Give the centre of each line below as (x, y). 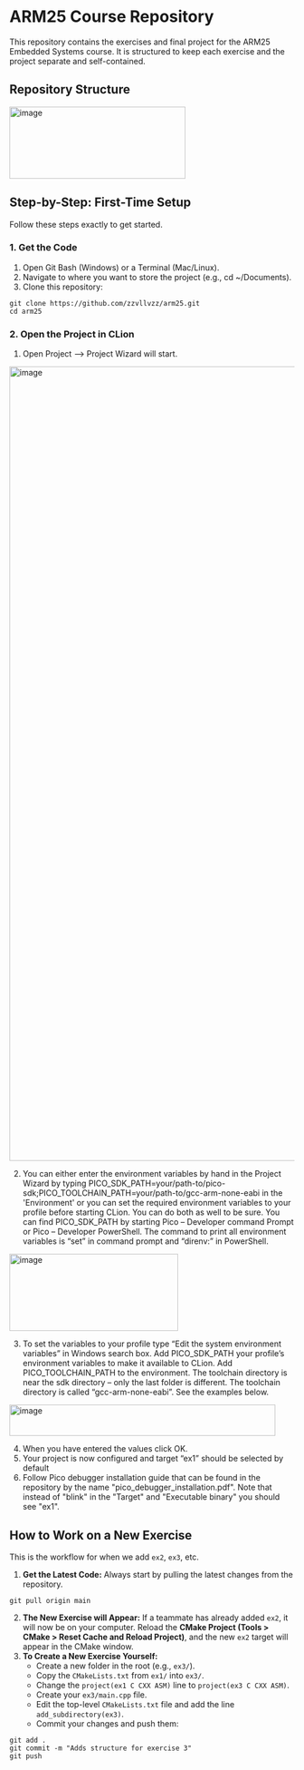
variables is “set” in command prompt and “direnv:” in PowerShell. (145, 1241)
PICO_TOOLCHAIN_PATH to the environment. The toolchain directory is (155, 1373)
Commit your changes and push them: (107, 1723)
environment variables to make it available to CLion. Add (128, 1364)
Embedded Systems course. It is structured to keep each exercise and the (147, 51)
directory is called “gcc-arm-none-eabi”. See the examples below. (146, 1392)
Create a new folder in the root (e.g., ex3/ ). (115, 1666)
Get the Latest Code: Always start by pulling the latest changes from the (158, 1574)
